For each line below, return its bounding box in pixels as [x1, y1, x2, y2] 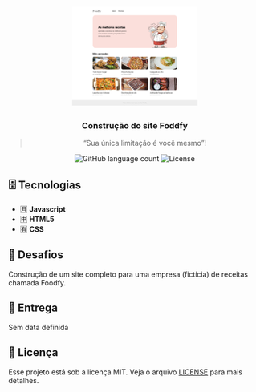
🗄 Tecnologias [8, 178, 82, 192]
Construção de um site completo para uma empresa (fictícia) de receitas [8, 269, 249, 279]
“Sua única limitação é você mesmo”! [83, 139, 207, 148]
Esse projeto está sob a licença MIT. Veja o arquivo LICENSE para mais [8, 367, 243, 377]
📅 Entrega [8, 301, 59, 315]
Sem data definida [8, 322, 69, 332]
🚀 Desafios [8, 248, 64, 262]
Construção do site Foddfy [81, 119, 189, 131]
